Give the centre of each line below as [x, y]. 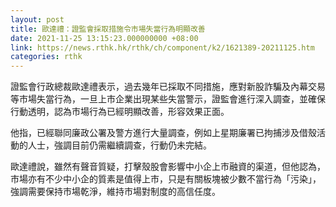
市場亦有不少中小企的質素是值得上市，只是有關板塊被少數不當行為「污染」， [166, 179]
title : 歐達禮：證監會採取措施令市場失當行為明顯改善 [108, 29]
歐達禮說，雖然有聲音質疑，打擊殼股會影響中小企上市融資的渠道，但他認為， [168, 167]
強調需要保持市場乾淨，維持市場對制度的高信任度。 [115, 192]
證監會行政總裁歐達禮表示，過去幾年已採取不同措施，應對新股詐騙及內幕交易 [168, 87]
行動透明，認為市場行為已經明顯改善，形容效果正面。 [120, 112]
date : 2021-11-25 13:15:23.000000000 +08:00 [104, 38]
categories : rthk [46, 57]
